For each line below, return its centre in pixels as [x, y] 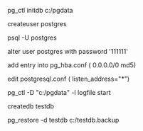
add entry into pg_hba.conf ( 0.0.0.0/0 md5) [72, 65]
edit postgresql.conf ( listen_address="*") [69, 79]
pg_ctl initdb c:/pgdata [40, 10]
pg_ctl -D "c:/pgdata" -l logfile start [59, 92]
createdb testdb [31, 106]
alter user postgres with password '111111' [68, 51]
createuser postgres [37, 24]
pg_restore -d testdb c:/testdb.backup [63, 120]
